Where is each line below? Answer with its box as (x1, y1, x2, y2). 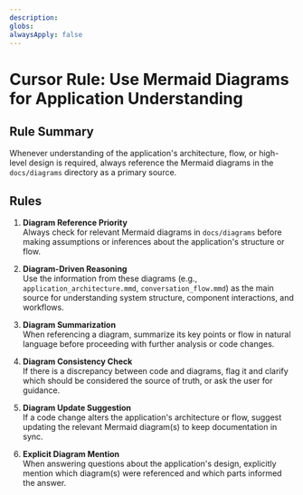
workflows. (22, 302, 65, 313)
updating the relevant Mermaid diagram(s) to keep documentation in (22, 422, 278, 433)
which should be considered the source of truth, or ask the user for (22, 376, 273, 387)
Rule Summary (9, 124, 94, 139)
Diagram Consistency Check (22, 356, 133, 367)
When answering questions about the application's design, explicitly (22, 458, 278, 470)
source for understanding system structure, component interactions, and (22, 293, 294, 304)
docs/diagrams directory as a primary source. (9, 167, 177, 178)
